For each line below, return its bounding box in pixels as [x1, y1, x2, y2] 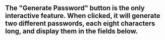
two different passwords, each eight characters [5, 19, 155, 28]
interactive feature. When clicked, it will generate [5, 12, 161, 20]
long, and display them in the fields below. [5, 27, 138, 36]
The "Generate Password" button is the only [5, 4, 145, 12]
